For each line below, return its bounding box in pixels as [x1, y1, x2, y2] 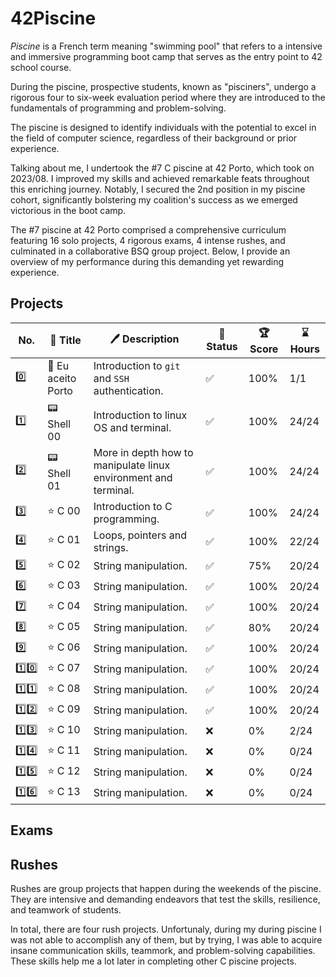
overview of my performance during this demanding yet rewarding [10, 255, 284, 267]
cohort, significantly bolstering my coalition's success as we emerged [10, 193, 298, 206]
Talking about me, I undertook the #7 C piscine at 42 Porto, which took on [10, 162, 315, 174]
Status [206, 340, 238, 354]
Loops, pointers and [93, 528, 187, 542]
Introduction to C [93, 499, 173, 513]
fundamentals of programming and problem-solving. [10, 102, 227, 114]
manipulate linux [93, 458, 171, 472]
